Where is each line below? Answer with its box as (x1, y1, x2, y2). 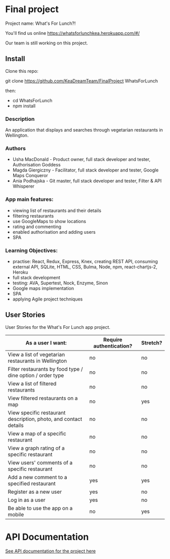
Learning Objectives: (5, 247, 58, 254)
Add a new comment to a (8, 474, 67, 481)
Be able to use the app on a (8, 504, 73, 511)
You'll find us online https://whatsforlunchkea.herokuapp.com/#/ (5, 30, 140, 36)
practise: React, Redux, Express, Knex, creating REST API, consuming (12, 258, 158, 264)
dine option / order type (8, 372, 64, 379)
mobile (8, 511, 24, 518)
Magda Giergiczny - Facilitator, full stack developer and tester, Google (12, 167, 159, 173)
